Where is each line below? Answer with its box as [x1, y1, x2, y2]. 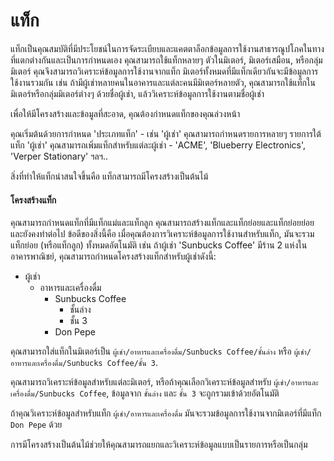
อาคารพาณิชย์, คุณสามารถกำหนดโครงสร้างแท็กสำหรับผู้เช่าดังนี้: [10, 250, 217, 263]
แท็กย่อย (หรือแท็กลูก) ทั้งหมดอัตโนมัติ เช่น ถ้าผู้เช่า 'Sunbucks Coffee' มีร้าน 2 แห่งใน [10, 239, 308, 251]
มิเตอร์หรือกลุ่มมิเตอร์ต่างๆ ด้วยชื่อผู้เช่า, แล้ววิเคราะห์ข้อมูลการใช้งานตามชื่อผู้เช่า [10, 87, 265, 99]
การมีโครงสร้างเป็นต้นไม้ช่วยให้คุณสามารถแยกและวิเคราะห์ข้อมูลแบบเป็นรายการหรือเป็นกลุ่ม [10, 439, 308, 451]
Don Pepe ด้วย [10, 419, 63, 431]
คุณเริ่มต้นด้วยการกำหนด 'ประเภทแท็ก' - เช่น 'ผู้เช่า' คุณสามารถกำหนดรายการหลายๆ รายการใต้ [10, 127, 322, 139]
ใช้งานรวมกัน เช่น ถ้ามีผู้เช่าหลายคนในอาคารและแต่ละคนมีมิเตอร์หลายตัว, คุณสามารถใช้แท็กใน [10, 76, 317, 88]
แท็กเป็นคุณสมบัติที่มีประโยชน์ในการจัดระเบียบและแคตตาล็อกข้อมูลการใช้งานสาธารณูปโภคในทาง [10, 42, 325, 54]
